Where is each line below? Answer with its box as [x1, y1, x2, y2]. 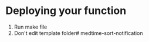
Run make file [13, 23, 48, 30]
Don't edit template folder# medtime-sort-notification [13, 29, 143, 36]
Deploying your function [5, 4, 127, 17]
